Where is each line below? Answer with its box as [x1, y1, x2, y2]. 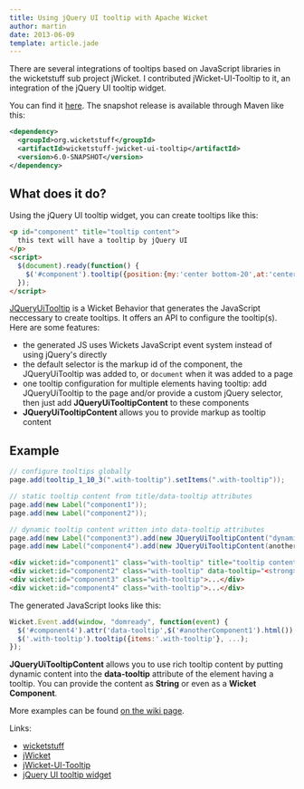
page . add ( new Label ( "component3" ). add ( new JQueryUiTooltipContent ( [9, 534, 270, 543]
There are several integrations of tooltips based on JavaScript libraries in [9, 63, 281, 74]
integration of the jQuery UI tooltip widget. [9, 82, 167, 93]
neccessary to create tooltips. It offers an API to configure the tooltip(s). [9, 313, 278, 323]
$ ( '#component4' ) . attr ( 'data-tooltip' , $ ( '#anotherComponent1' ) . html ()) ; [17, 626, 298, 635]
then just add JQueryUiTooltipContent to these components [22, 398, 250, 409]
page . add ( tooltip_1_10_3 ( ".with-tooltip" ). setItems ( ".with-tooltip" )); [9, 476, 285, 485]
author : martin [9, 22, 67, 31]
